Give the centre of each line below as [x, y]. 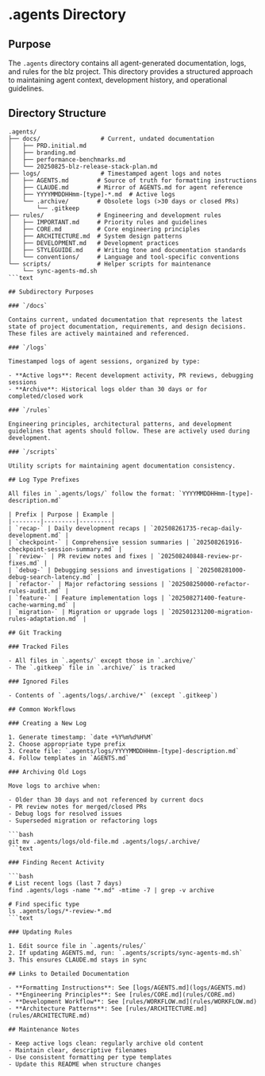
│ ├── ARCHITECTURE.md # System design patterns [95, 236]
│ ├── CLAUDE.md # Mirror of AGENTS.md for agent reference [126, 187]
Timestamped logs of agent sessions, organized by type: [104, 361]
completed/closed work [46, 396]
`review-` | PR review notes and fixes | [85, 556]
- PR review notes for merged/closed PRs [78, 806]
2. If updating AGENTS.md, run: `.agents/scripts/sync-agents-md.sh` [126, 953]
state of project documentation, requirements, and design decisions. [127, 326]
